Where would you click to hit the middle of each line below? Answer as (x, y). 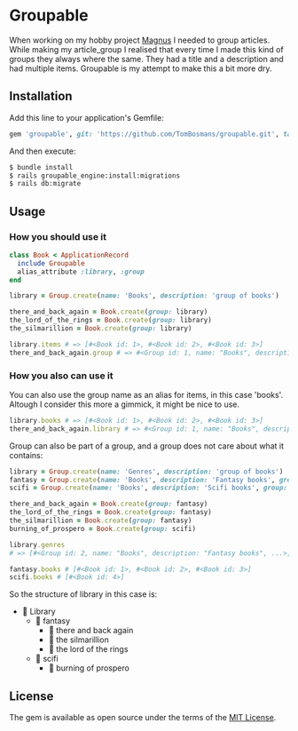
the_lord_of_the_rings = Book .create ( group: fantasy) (111, 512)
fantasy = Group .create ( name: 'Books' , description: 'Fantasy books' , (142, 480)
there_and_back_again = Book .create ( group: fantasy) (109, 504)
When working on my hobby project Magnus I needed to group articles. (140, 40)
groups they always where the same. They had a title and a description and (146, 59)
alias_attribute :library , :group (81, 272)
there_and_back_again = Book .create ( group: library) (109, 312)
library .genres (37, 544)
